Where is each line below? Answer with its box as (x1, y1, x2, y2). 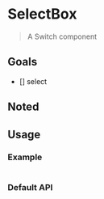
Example (7, 151, 43, 163)
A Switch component (27, 32, 98, 41)
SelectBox (7, 5, 77, 23)
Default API (7, 181, 53, 193)
